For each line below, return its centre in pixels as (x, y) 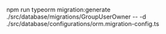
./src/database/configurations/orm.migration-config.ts (83, 24)
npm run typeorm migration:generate (58, 10)
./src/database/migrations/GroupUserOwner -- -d (76, 17)
